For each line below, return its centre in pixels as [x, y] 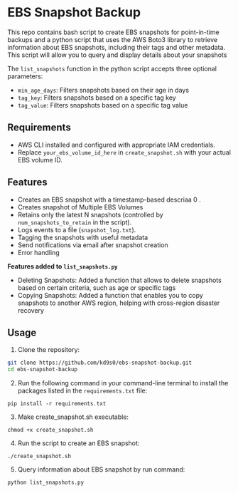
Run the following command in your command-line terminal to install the [123, 383]
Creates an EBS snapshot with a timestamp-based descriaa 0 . [109, 199]
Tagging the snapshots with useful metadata [83, 237]
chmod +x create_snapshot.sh [50, 430]
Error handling [38, 252]
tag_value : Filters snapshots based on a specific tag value [103, 105]
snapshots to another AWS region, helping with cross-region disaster [119, 303]
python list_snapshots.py [45, 483]
